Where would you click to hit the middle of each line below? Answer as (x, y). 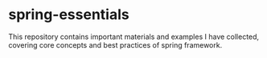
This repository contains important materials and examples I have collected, (134, 37)
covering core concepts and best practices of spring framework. (115, 44)
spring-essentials (69, 15)
